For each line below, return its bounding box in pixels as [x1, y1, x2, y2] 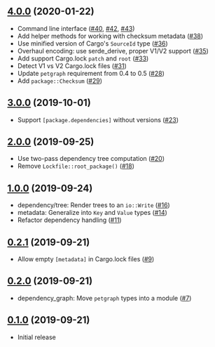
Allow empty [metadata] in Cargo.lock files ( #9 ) [17, 255, 155, 263]
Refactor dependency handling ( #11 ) [17, 216, 122, 224]
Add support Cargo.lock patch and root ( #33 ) [17, 54, 149, 63]
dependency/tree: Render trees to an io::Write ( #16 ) [17, 201, 170, 209]
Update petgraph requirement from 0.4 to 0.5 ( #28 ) [17, 69, 165, 77]
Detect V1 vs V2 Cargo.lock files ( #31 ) [17, 61, 127, 70]
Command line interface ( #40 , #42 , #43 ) [17, 24, 135, 32]
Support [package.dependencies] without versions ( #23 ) [17, 115, 179, 124]
